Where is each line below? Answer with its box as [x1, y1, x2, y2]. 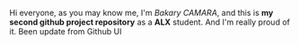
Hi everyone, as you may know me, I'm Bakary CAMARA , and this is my [9, 8, 274, 18]
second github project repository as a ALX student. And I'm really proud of [9, 17, 290, 27]
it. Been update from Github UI [9, 26, 122, 36]
